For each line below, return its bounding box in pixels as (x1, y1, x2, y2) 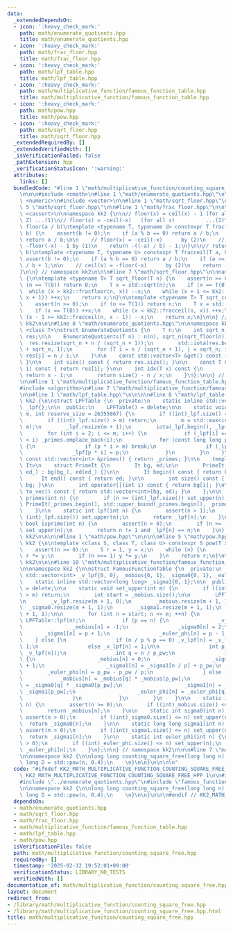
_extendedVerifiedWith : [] (13, 146, 92, 153)
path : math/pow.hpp (19, 107, 76, 114)
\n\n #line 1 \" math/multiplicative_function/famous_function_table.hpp (19, 378, 231, 385)
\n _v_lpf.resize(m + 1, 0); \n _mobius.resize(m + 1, (19, 598, 222, 605)
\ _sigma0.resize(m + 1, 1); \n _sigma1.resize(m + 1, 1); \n (19, 604, 222, 611)
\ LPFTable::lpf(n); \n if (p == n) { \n (19, 617, 169, 624)
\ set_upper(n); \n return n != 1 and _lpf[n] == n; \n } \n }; (19, 526, 228, 533)
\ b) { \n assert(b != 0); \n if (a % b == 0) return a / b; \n (19, 230, 218, 237)
